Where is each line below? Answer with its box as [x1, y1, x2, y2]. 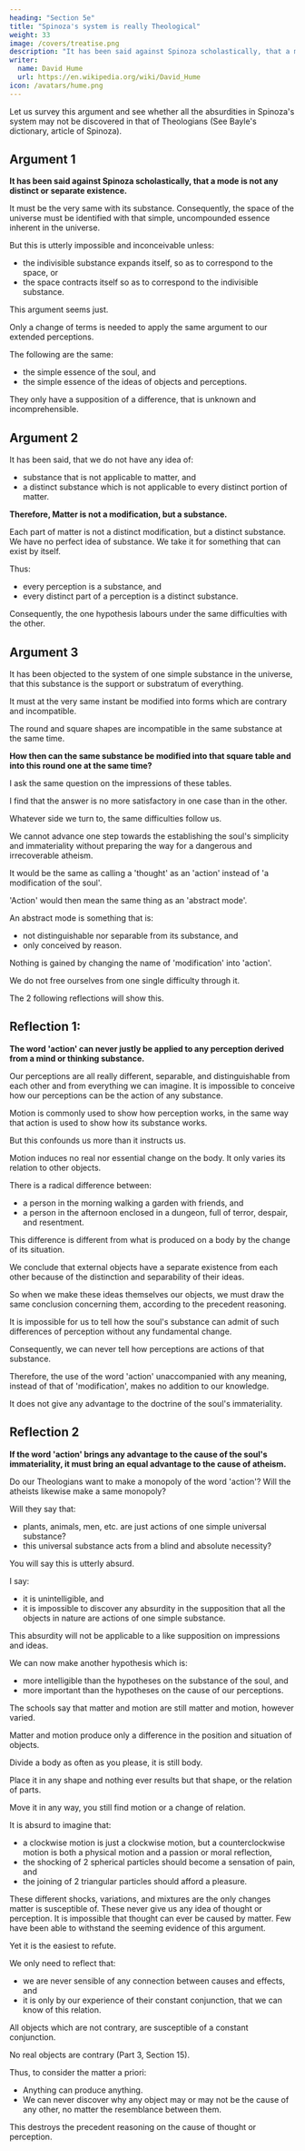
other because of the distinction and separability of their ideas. [9, 1271, 245, 1282]
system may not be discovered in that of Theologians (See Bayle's [9, 116, 257, 126]
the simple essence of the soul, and [22, 367, 156, 378]
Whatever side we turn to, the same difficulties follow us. [9, 813, 222, 824]
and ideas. [9, 1640, 49, 1651]
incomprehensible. [9, 404, 79, 415]
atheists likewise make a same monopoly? [9, 1485, 166, 1497]
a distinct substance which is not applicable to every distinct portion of [22, 481, 288, 492]
